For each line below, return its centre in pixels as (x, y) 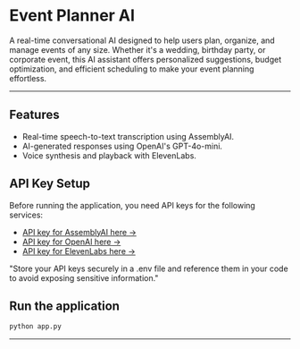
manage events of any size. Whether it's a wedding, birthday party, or (137, 49)
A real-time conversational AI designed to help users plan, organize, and (142, 40)
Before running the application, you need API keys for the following (133, 205)
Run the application (65, 306)
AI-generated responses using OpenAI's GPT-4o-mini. (122, 146)
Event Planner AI (72, 16)
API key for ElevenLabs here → (79, 251)
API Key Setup (50, 184)
